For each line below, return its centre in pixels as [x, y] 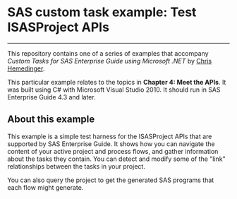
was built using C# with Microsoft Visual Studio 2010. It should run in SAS [114, 90]
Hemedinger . [26, 68]
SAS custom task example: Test [102, 12]
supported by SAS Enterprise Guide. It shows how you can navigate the [111, 144]
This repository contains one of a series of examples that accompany [108, 53]
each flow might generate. [45, 187]
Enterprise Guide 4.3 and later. [52, 97]
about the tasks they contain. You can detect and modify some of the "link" [116, 159]
